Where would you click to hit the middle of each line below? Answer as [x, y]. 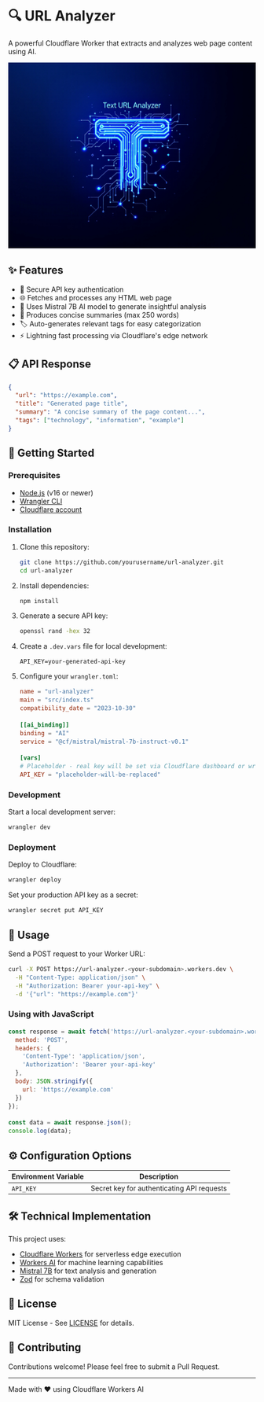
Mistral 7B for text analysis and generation [88, 1271]
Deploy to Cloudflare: [42, 865]
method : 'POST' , [42, 1040]
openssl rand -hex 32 [55, 631]
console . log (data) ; [40, 1131]
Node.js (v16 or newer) [57, 492]
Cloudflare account [51, 510]
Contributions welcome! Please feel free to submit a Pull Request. [114, 1367]
